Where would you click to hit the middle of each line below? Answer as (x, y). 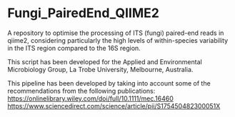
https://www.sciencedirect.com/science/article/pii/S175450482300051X (114, 106)
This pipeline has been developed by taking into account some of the (109, 83)
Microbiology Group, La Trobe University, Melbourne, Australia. (100, 69)
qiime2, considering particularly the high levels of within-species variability (118, 40)
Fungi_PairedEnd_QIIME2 (83, 13)
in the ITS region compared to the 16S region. (74, 48)
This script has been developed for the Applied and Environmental (105, 61)
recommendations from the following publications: (81, 91)
